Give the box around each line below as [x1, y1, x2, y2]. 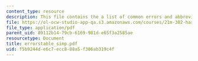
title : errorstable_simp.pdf [6, 41, 78, 47]
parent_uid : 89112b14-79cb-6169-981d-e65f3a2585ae [6, 30, 133, 36]
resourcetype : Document [6, 35, 65, 41]
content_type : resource [6, 8, 65, 15]
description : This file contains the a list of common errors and [6, 14, 173, 20]
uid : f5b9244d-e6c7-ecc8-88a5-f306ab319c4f [6, 46, 115, 52]
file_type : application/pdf [6, 24, 75, 31]
